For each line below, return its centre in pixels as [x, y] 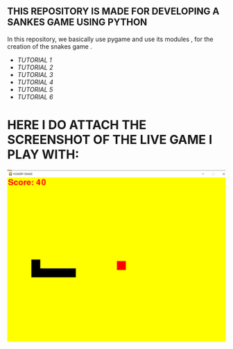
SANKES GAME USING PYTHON [77, 23]
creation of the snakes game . [50, 46]
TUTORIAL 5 [35, 89]
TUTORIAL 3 [35, 74]
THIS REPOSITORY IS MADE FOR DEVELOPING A [113, 11]
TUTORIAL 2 [35, 67]
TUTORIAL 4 [35, 82]
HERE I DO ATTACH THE [77, 125]
